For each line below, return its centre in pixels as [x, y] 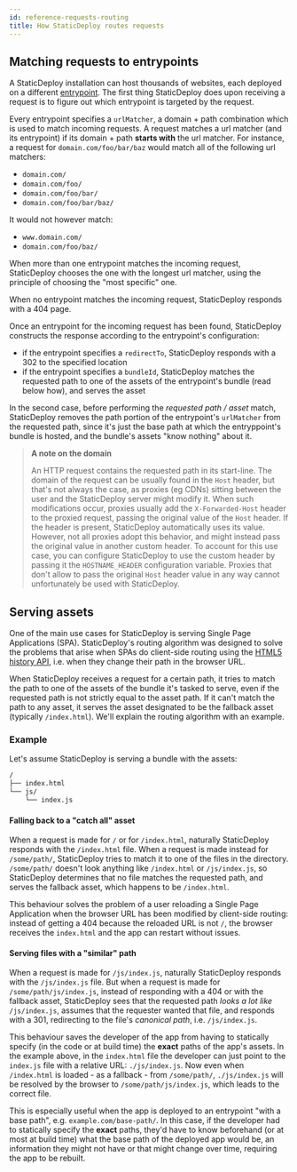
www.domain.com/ [52, 238]
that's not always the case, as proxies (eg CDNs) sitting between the [156, 490]
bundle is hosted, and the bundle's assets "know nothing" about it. [131, 436]
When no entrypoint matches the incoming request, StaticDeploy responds [145, 299]
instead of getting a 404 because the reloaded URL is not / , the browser [141, 923]
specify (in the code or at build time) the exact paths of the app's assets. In [147, 1047]
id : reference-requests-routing [69, 17]
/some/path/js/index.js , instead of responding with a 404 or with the [137, 992]
